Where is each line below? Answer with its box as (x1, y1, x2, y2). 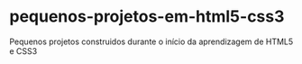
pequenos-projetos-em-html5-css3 (9, 6, 285, 27)
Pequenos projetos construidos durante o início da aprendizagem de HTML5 (9, 36, 294, 47)
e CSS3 (9, 45, 38, 56)
